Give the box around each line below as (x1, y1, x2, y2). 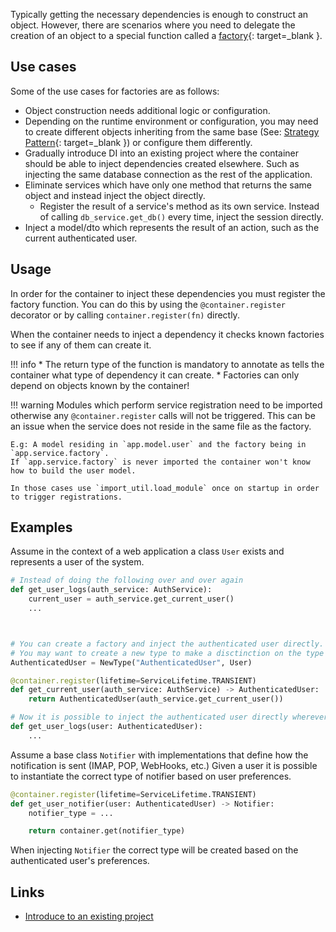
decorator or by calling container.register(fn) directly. (10, 309, 240, 321)
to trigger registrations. (10, 492, 123, 502)
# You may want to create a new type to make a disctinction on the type (10, 648, 325, 658)
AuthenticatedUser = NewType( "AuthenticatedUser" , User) (10, 657, 253, 668)
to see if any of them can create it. (10, 339, 152, 351)
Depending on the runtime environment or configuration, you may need (24, 115, 319, 127)
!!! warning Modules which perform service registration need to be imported (10, 399, 323, 411)
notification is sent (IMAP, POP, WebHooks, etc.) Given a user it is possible (10, 759, 318, 771)
